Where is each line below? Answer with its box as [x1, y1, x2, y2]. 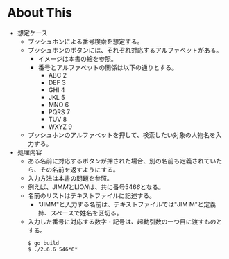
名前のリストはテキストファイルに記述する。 [27, 191, 156, 199]
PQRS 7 [48, 107, 71, 116]
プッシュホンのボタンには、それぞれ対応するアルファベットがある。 [27, 46, 223, 54]
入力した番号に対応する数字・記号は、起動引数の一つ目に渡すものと [27, 217, 223, 226]
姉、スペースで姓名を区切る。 [37, 208, 123, 217]
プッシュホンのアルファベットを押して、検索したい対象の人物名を [27, 130, 217, 139]
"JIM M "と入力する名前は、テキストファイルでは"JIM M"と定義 [37, 199, 217, 208]
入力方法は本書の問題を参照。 [27, 174, 113, 182]
